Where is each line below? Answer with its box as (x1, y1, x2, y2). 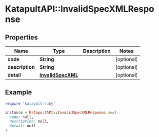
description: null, (9, 119, 49, 124)
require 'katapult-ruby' (5, 101, 56, 106)
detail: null (9, 123, 36, 129)
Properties (5, 33, 38, 41)
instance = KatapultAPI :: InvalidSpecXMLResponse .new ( (5, 110, 117, 115)
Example (5, 88, 32, 97)
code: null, (9, 115, 34, 119)
